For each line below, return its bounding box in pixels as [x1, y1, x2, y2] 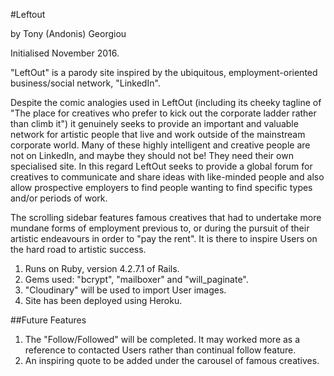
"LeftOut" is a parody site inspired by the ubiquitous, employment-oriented [10, 67, 318, 78]
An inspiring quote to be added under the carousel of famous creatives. [24, 355, 320, 366]
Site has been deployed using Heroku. [24, 295, 183, 306]
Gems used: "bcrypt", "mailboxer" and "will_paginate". [24, 274, 249, 285]
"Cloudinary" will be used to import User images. [24, 284, 227, 296]
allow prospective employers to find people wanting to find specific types [10, 182, 313, 193]
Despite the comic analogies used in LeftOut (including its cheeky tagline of [10, 97, 322, 108]
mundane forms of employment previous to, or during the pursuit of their [10, 222, 310, 234]
